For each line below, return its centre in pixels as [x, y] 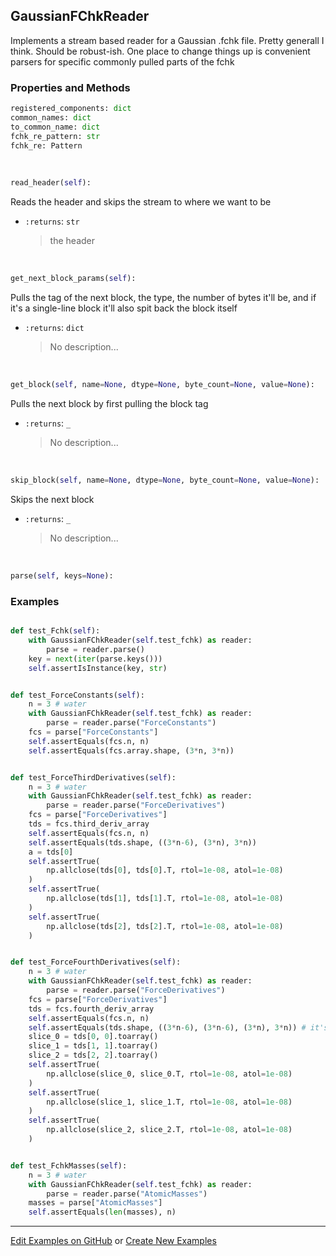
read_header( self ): [51, 183]
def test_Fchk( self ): [55, 631]
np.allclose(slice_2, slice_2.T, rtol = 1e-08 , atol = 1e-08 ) [169, 1130]
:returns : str [52, 221]
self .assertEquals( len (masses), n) [102, 1212]
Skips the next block [52, 499]
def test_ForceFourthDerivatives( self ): [96, 962]
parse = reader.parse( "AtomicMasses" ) [127, 1194]
